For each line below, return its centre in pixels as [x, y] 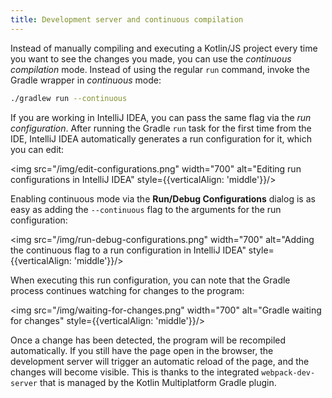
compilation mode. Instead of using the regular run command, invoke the [160, 69]
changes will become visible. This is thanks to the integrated [135, 372]
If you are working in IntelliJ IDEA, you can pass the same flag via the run [161, 117]
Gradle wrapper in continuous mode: [86, 80]
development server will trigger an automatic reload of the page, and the [160, 361]
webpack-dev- [288, 372]
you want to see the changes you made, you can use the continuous [151, 58]
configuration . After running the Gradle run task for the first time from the [161, 128]
